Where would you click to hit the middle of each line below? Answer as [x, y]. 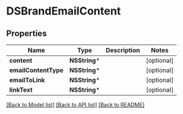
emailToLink [27, 80]
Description [123, 50]
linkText [21, 90]
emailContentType [37, 70]
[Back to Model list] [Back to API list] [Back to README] [75, 105]
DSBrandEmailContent [64, 11]
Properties [27, 33]
